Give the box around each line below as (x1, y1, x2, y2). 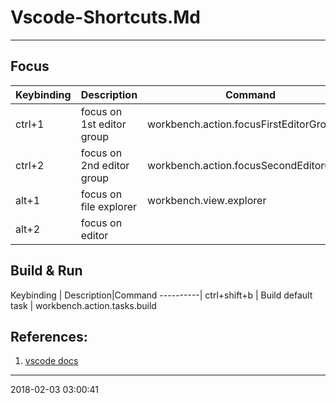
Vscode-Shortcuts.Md (10, 6, 201, 29)
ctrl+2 (15, 158, 45, 172)
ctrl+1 (15, 117, 45, 131)
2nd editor (80, 158, 130, 172)
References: (10, 328, 88, 345)
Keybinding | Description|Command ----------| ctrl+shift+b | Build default (10, 289, 313, 301)
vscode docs (24, 355, 79, 367)
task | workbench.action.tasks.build (10, 299, 157, 311)
